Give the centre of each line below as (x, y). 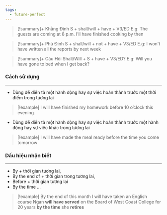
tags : (11, 10)
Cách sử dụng (22, 77)
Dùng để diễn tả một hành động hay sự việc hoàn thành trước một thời (84, 92)
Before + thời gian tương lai (40, 182)
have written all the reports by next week (59, 49)
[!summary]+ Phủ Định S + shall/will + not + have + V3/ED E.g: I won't (89, 43)
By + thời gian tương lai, (37, 171)
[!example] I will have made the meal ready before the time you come (88, 137)
